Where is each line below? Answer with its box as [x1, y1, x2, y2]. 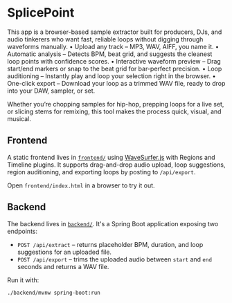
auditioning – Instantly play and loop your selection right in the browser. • [7, 71, 216, 80]
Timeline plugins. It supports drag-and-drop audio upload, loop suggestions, [7, 160, 226, 169]
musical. [7, 114, 31, 122]
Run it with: [7, 275, 39, 284]
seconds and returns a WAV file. [17, 262, 109, 270]
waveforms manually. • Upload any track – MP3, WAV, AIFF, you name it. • [7, 42, 220, 50]
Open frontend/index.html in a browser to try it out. [7, 181, 155, 190]
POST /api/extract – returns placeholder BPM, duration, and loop [17, 240, 204, 248]
